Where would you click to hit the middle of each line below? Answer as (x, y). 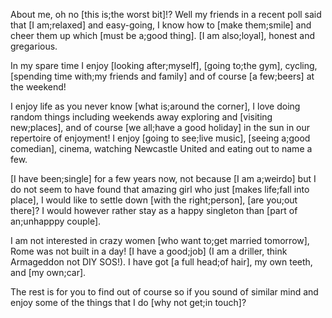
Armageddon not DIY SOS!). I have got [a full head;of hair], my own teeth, (161, 262)
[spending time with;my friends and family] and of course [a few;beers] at (162, 76)
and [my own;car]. (48, 272)
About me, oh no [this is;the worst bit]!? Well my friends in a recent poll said (166, 14)
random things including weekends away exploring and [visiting (141, 117)
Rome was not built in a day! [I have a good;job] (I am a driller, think (149, 251)
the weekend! (38, 87)
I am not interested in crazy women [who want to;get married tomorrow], (160, 240)
